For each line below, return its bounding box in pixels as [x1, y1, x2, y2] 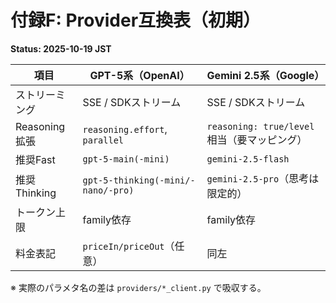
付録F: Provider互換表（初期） [10, 9, 262, 32]
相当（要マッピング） [206, 132, 308, 146]
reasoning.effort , [82, 122, 168, 136]
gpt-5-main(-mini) [82, 153, 170, 165]
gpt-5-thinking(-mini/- [82, 174, 196, 186]
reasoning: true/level [206, 121, 315, 132]
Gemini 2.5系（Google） [206, 68, 325, 82]
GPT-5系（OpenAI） [89, 68, 190, 82]
